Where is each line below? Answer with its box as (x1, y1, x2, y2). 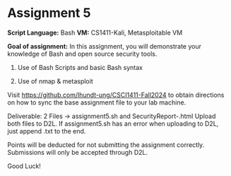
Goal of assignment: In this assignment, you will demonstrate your (7, 42, 201, 50)
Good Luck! (7, 161, 41, 170)
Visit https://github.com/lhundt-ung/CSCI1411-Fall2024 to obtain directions (7, 90, 225, 99)
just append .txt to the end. (7, 127, 86, 135)
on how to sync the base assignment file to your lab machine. (7, 98, 186, 107)
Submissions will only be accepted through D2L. (7, 148, 148, 156)
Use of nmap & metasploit (17, 76, 93, 86)
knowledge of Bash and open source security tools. (7, 49, 158, 58)
